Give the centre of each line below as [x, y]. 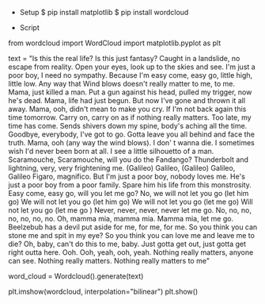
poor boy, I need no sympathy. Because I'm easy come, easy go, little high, [131, 75]
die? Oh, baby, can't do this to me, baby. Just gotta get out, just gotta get [127, 244]
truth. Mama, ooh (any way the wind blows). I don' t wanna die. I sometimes [131, 142]
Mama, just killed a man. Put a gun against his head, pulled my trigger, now [130, 92]
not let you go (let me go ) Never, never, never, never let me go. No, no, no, [130, 210]
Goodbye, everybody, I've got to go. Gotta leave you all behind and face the [132, 134]
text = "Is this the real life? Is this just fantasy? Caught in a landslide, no [124, 58]
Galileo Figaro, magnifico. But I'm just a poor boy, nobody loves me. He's [127, 176]
